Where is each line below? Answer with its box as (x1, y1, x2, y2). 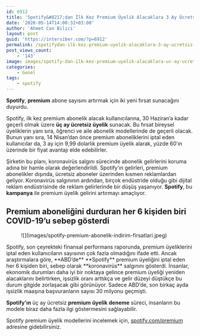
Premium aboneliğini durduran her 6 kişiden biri (6, 206, 186, 217)
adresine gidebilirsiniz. (6, 323, 61, 330)
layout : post (6, 31, 39, 37)
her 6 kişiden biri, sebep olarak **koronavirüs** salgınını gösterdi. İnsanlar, (6, 262, 189, 269)
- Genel (17, 70, 36, 76)
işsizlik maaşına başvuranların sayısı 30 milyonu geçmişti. (6, 287, 148, 294)
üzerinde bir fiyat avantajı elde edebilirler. (6, 146, 108, 153)
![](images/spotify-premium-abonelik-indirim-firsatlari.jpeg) (21, 231, 167, 238)
